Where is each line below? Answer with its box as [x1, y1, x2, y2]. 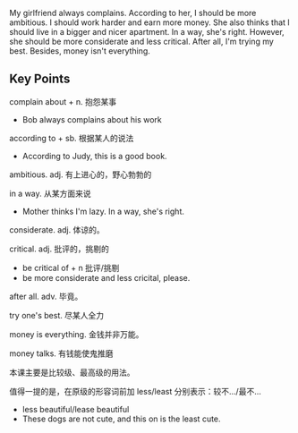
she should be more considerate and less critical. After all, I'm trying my [9, 36, 275, 47]
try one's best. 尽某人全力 [9, 310, 105, 320]
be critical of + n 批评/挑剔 [21, 262, 120, 273]
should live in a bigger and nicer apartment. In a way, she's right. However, [9, 27, 285, 37]
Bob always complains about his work [21, 114, 163, 124]
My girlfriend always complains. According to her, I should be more [9, 8, 257, 18]
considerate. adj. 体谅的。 [9, 224, 105, 235]
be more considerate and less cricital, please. [21, 272, 191, 283]
